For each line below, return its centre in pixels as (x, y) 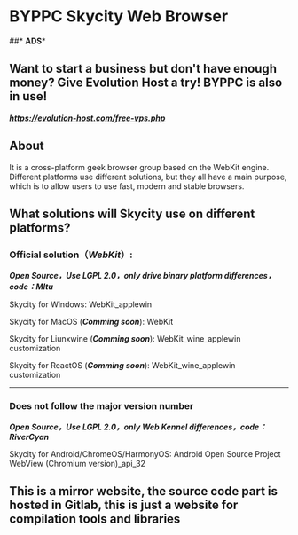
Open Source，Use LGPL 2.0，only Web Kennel (98, 427)
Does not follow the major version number (102, 406)
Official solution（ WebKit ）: (71, 255)
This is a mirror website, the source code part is (143, 491)
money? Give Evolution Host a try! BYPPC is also (146, 83)
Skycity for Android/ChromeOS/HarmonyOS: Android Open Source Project (145, 453)
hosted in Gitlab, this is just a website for (124, 504)
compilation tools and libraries (95, 519)
